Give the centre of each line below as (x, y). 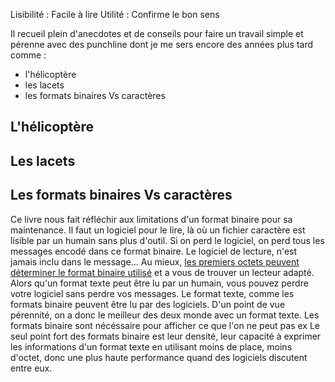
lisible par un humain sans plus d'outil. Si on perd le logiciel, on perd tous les (167, 240)
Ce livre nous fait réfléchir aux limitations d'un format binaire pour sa (151, 219)
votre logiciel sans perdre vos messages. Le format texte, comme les (152, 293)
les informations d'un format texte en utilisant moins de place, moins (151, 346)
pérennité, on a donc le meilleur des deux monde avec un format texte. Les (165, 315)
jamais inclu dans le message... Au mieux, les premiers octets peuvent (155, 261)
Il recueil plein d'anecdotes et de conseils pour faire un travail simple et (157, 33)
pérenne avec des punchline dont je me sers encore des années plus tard (162, 44)
